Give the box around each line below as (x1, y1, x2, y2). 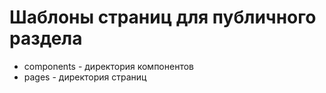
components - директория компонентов (23, 60, 194, 72)
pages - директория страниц (23, 71, 147, 83)
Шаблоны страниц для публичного (9, 6, 317, 29)
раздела (9, 27, 83, 50)
